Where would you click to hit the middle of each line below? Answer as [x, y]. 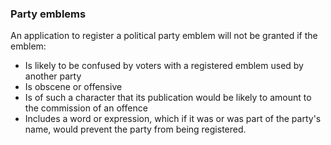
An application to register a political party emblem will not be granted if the [164, 36]
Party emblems [48, 14]
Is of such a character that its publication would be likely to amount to [168, 98]
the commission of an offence [86, 108]
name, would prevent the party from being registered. [135, 129]
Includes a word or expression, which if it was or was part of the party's [173, 119]
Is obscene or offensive [73, 87]
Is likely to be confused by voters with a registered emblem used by [164, 66]
